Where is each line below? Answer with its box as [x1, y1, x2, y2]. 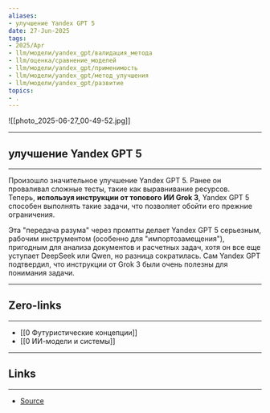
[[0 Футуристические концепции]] [19, 327, 138, 337]
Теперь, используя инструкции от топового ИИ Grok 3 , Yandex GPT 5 [8, 193, 250, 202]
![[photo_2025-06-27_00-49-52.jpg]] [8, 116, 131, 125]
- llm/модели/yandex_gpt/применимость [8, 64, 138, 72]
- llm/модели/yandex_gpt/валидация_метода [8, 49, 153, 57]
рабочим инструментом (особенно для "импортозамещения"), [8, 234, 225, 243]
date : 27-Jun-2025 [8, 27, 70, 35]
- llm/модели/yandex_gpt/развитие [8, 79, 125, 87]
